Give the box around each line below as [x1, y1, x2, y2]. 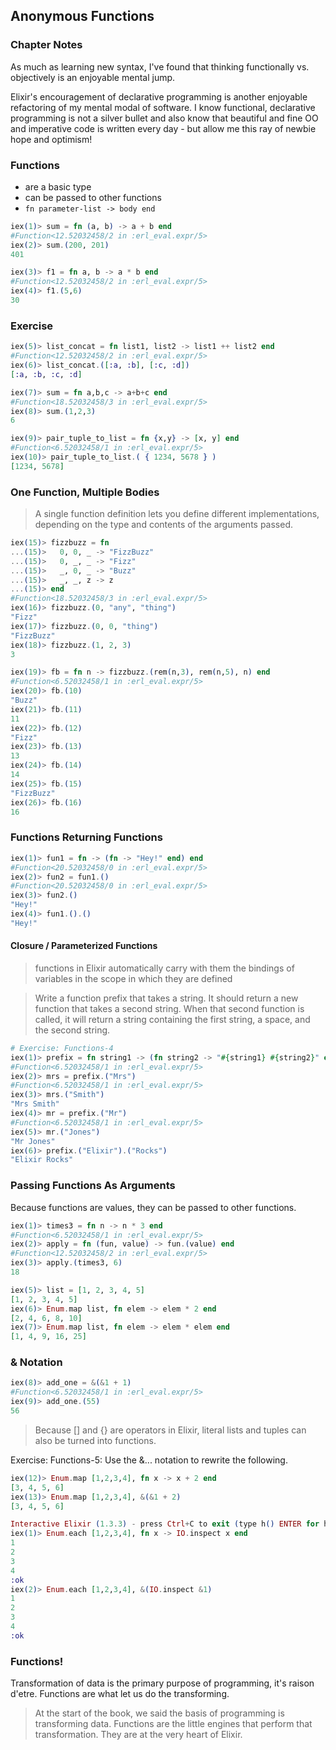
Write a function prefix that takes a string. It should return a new [34, 992, 299, 1004]
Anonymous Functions [10, 8, 155, 25]
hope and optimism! [10, 133, 93, 145]
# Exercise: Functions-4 [10, 1043, 114, 1053]
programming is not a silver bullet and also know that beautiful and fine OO [10, 112, 319, 124]
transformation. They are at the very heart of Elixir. [34, 1729, 243, 1741]
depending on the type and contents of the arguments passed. [34, 519, 294, 531]
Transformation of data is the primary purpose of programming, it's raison [10, 1677, 315, 1689]
